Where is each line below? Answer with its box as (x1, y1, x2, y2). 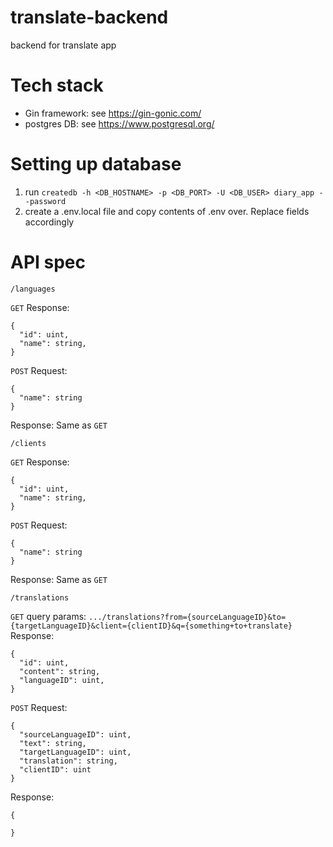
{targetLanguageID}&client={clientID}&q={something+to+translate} (10, 621, 293, 631)
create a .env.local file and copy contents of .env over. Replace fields (24, 205, 310, 217)
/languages (10, 284, 56, 294)
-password (24, 196, 67, 206)
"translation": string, (19, 756, 118, 766)
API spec (10, 251, 87, 273)
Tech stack (10, 74, 104, 97)
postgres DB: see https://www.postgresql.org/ (24, 117, 215, 130)
